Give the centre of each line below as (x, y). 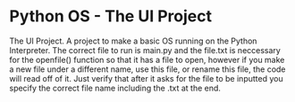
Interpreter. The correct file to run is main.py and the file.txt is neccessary (145, 50)
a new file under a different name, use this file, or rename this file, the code (147, 69)
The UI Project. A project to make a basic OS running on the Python (133, 41)
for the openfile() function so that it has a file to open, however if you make (147, 59)
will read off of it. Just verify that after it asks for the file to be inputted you (146, 78)
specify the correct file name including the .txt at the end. (115, 88)
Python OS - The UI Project (111, 16)
